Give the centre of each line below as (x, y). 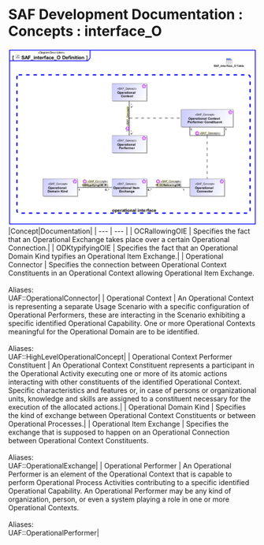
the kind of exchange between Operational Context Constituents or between (132, 415)
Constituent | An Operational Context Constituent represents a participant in (131, 365)
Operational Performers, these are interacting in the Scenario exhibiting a (127, 315)
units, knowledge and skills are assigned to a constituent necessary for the (130, 398)
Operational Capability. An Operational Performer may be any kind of (120, 491)
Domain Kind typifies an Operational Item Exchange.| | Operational (116, 256)
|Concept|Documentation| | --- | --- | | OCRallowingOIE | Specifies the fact (129, 231)
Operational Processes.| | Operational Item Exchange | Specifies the (119, 424)
